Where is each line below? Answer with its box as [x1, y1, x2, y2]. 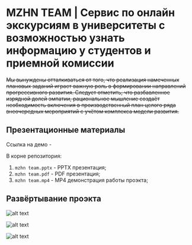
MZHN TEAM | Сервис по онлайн [6, 6, 175, 20]
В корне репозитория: [6, 152, 62, 159]
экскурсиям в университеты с [6, 18, 165, 32]
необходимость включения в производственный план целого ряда [6, 101, 176, 108]
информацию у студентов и [6, 44, 151, 58]
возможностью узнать [6, 32, 125, 45]
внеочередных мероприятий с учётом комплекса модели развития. [6, 108, 180, 115]
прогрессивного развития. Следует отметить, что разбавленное [6, 89, 170, 96]
